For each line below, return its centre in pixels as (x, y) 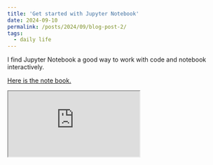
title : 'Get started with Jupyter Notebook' (73, 14)
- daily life (33, 40)
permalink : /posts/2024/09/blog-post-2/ (67, 27)
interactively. (26, 67)
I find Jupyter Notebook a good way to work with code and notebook (107, 59)
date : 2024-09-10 (33, 20)
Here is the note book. (39, 80)
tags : (15, 33)
